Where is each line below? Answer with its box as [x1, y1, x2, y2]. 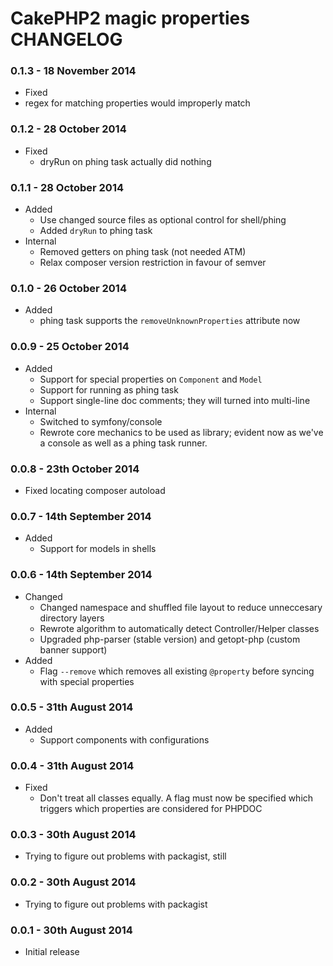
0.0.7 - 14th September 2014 [10, 509, 152, 523]
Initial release [24, 946, 80, 958]
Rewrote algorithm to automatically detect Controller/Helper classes [39, 622, 320, 634]
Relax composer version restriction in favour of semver [39, 257, 267, 269]
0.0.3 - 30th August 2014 [10, 828, 137, 842]
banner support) [39, 643, 108, 656]
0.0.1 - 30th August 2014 [10, 923, 133, 937]
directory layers [39, 612, 105, 624]
